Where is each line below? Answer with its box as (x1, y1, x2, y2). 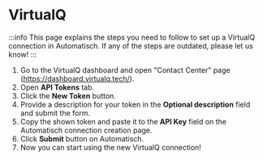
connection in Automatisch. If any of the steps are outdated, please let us (8, 40, 253, 50)
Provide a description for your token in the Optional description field (19, 99, 251, 109)
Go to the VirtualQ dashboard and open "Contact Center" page (19, 65, 231, 74)
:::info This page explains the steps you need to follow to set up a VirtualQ (8, 32, 256, 42)
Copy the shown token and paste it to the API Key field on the (19, 116, 227, 126)
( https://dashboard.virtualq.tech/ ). (19, 74, 135, 83)
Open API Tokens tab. (19, 82, 95, 92)
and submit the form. (19, 107, 91, 118)
